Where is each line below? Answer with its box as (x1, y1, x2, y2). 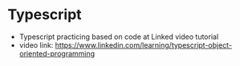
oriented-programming (18, 49, 96, 58)
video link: (18, 40, 54, 49)
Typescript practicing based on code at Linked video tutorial (18, 32, 219, 41)
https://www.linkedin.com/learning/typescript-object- (55, 40, 233, 49)
